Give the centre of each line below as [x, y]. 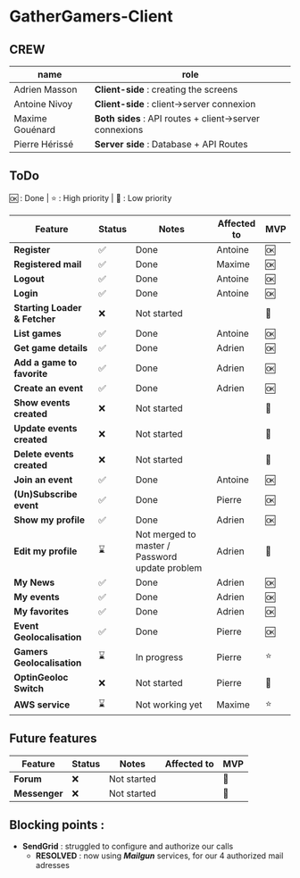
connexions [119, 130]
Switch [29, 688]
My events [37, 597]
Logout [29, 279]
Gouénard [35, 130]
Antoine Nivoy [43, 104]
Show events [42, 402]
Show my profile [49, 520]
